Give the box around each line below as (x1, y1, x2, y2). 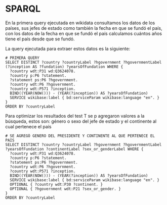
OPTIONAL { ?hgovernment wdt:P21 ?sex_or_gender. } (10, 186, 121, 191)
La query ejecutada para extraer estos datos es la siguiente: (5, 45, 131, 52)
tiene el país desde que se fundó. (5, 36, 75, 42)
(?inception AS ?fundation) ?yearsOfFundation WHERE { (5, 64, 123, 69)
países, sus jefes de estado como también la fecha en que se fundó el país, (5, 25, 162, 31)
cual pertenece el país (5, 123, 52, 129)
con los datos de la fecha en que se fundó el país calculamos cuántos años (5, 30, 162, 36)
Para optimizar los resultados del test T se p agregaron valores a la (5, 113, 145, 119)
